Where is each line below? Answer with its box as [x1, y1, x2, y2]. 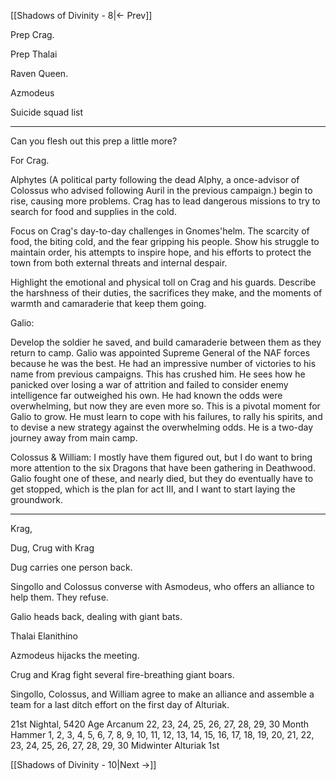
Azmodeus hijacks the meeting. [10, 650, 140, 661]
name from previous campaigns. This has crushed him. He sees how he [10, 368, 306, 380]
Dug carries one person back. [10, 561, 133, 573]
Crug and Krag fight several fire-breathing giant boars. [10, 669, 235, 680]
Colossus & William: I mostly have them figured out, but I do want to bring [10, 451, 313, 463]
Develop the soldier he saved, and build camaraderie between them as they [10, 336, 322, 348]
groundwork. [10, 494, 63, 505]
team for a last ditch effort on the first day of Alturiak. [10, 699, 230, 710]
